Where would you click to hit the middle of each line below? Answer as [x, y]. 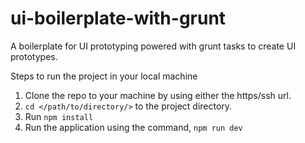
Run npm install [59, 116]
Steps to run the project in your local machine [104, 76]
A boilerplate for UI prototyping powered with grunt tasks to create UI [153, 46]
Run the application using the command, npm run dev [133, 127]
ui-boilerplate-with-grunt [118, 18]
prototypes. [34, 56]
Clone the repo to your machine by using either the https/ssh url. [158, 95]
